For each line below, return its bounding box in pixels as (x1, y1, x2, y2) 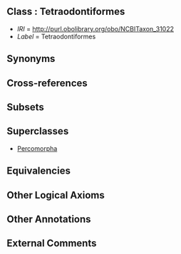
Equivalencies (6, 165, 71, 177)
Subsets (6, 101, 44, 113)
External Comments (6, 238, 97, 250)
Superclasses (6, 125, 69, 137)
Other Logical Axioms (6, 189, 105, 201)
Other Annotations (6, 213, 91, 225)
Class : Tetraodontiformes (6, 6, 125, 18)
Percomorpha (16, 144, 58, 152)
